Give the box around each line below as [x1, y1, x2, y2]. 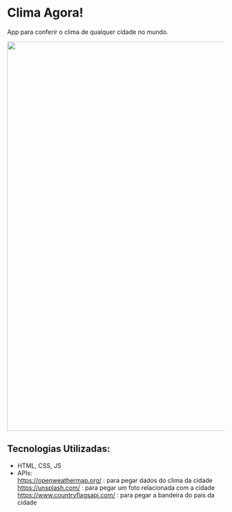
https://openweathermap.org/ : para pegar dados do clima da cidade [17, 476, 213, 484]
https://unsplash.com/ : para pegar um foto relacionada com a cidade [17, 483, 215, 492]
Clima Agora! [7, 5, 84, 21]
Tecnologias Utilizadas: [7, 443, 110, 455]
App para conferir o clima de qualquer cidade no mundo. [7, 28, 169, 36]
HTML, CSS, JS [17, 461, 61, 470]
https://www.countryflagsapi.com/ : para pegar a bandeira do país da [17, 491, 215, 499]
